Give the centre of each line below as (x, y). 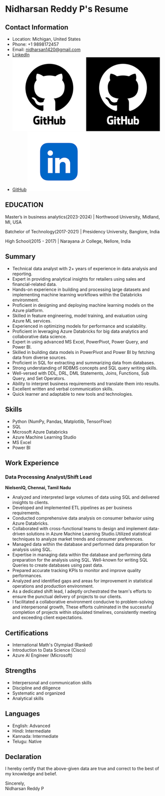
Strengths (21, 671)
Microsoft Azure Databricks (40, 432)
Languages (23, 714)
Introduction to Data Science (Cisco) (49, 650)
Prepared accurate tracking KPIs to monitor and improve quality (77, 571)
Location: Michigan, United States (46, 39)
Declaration (23, 757)
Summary (20, 257)
